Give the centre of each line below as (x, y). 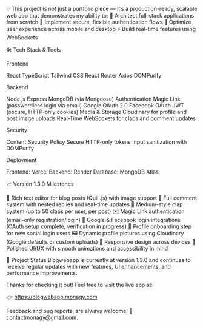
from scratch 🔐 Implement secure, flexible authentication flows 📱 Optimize (99, 22)
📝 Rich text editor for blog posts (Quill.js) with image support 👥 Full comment (102, 198)
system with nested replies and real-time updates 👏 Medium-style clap (95, 204)
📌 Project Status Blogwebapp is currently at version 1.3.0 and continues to (98, 260)
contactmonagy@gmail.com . (42, 317)
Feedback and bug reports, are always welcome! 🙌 (70, 311)
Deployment (22, 160)
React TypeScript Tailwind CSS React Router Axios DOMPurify (84, 76)
